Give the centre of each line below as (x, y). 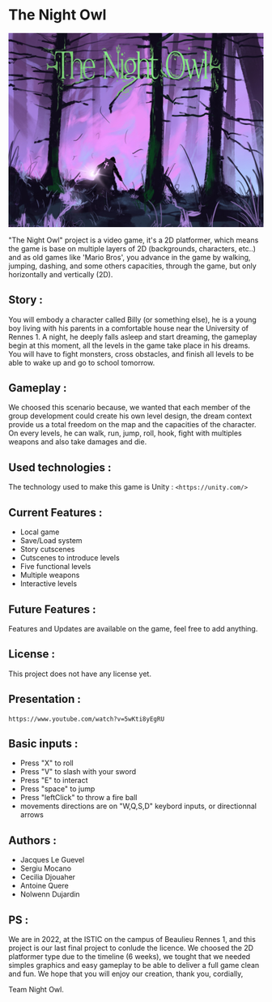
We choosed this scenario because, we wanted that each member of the (130, 408)
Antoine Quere (44, 886)
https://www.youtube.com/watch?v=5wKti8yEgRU (86, 719)
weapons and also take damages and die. (78, 442)
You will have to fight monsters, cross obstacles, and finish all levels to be (131, 353)
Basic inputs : (43, 743)
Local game (40, 532)
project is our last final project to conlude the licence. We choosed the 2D (131, 948)
